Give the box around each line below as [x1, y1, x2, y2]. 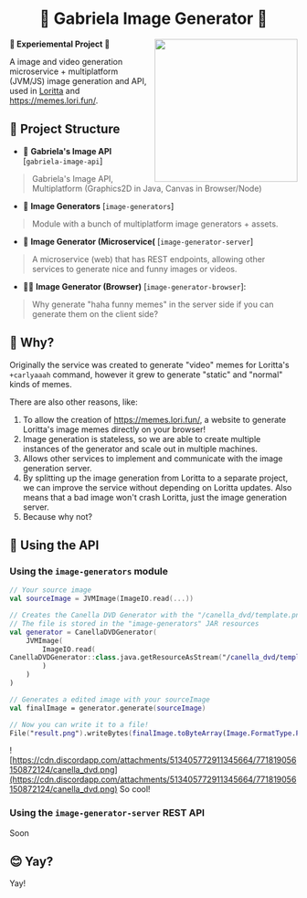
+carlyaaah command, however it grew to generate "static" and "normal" [9, 369, 283, 380]
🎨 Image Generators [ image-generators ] [22, 200, 175, 211]
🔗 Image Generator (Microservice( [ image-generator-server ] [22, 236, 254, 247]
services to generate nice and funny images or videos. [31, 263, 238, 274]
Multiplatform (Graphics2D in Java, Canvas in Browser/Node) [31, 183, 262, 194]
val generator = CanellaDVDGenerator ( [9, 628, 157, 637]
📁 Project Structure [9, 121, 121, 137]
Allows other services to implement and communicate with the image [22, 452, 283, 464]
